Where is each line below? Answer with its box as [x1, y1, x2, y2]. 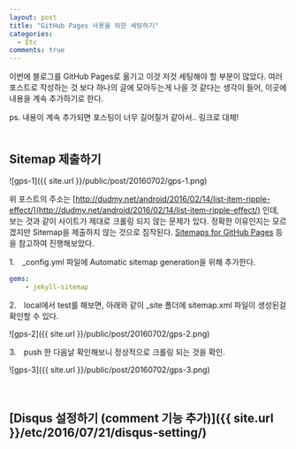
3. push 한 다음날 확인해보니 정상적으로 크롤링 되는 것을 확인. [9, 346, 225, 357]
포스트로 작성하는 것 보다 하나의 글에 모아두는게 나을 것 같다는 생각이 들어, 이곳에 [9, 82, 287, 93]
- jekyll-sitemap [25, 282, 89, 292]
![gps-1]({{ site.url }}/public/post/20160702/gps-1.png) [9, 175, 208, 186]
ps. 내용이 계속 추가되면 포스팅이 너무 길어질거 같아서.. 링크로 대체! [9, 112, 239, 123]
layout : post [9, 12, 57, 22]
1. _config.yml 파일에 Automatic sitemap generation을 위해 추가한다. [9, 256, 256, 267]
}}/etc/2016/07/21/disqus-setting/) [9, 425, 208, 440]
